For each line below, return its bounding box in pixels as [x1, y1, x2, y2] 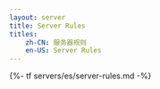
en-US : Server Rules [25, 46, 102, 55]
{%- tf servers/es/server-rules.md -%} [9, 70, 152, 81]
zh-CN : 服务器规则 [25, 37, 88, 47]
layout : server [9, 12, 66, 22]
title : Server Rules [9, 21, 87, 30]
